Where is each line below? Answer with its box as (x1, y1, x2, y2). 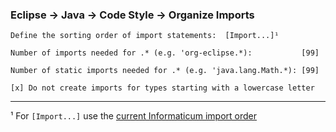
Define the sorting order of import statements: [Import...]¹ (10, 31, 280, 41)
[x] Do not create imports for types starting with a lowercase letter (10, 83, 315, 93)
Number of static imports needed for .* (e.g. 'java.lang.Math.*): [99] (10, 66, 320, 76)
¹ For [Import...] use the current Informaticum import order (10, 110, 258, 122)
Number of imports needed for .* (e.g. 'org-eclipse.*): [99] (10, 48, 320, 58)
